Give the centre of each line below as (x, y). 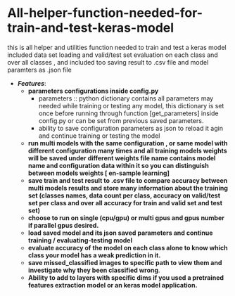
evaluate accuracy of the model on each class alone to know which (128, 247)
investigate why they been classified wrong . (94, 270)
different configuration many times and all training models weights (127, 150)
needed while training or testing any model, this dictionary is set (131, 105)
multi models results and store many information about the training (128, 188)
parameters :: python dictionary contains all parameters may (126, 98)
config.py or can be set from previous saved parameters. (121, 120)
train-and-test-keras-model (91, 28)
